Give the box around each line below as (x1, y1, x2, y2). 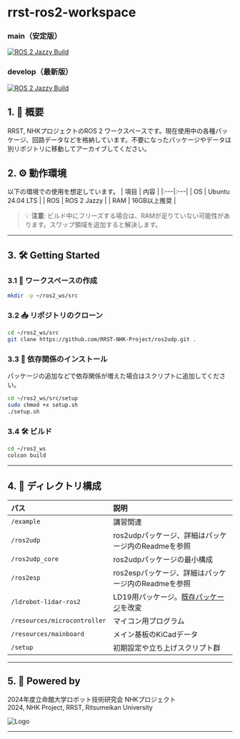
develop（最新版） (7, 67, 73, 77)
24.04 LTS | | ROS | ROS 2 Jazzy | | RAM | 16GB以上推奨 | (7, 196, 176, 205)
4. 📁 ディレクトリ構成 (7, 480, 102, 493)
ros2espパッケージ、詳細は (113, 568, 205, 578)
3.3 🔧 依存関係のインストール (7, 354, 108, 364)
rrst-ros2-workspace (7, 4, 136, 21)
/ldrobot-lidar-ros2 (11, 598, 81, 605)
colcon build (7, 452, 46, 459)
